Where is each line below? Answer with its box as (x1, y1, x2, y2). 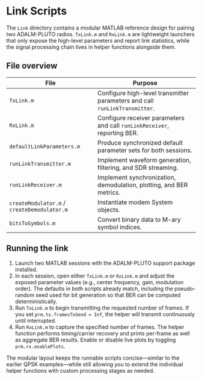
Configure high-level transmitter (97, 89, 189, 97)
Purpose (132, 78, 158, 87)
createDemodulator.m (9, 206, 68, 213)
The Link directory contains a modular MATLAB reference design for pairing (6, 24, 195, 31)
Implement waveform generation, (97, 155, 191, 164)
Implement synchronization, (97, 173, 176, 181)
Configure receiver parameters (97, 113, 185, 122)
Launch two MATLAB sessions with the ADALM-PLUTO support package (14, 259, 195, 266)
